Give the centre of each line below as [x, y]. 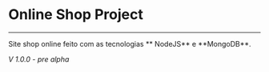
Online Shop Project [76, 15]
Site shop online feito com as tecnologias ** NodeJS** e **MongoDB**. [130, 44]
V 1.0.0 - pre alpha [39, 59]
